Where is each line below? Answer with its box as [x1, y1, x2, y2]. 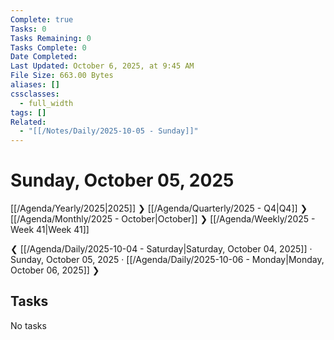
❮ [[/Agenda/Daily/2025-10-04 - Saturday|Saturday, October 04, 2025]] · [10, 243, 313, 255]
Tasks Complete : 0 [10, 42, 87, 53]
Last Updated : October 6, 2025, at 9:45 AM [10, 61, 195, 71]
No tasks [10, 319, 47, 331]
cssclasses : [10, 89, 60, 99]
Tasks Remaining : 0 [10, 33, 92, 43]
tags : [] [10, 107, 47, 118]
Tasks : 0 [10, 24, 47, 34]
